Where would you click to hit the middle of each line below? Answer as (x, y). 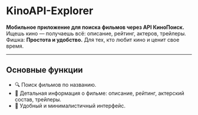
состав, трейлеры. (38, 99)
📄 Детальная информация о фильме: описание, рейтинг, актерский (99, 93)
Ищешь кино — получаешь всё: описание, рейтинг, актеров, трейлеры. (96, 33)
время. (15, 46)
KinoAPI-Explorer (50, 11)
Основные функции (44, 70)
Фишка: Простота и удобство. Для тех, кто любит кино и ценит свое (93, 40)
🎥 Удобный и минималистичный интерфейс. (70, 106)
